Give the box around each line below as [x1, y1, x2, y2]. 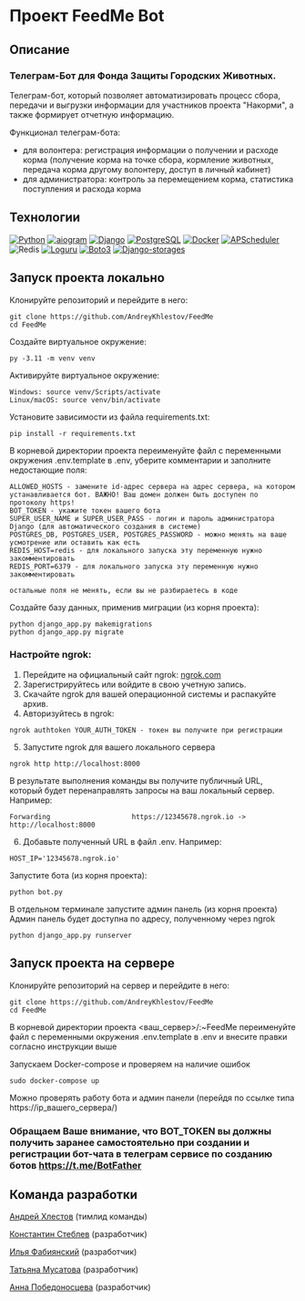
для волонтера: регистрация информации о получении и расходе [22, 144, 280, 155]
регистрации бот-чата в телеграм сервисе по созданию [9, 1147, 273, 1160]
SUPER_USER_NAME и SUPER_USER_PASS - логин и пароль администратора [9, 514, 275, 523]
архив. [22, 698, 48, 709]
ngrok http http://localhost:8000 [9, 759, 141, 768]
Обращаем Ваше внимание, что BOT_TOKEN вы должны [9, 1124, 271, 1137]
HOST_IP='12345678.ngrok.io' [9, 854, 120, 863]
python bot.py [9, 887, 64, 897]
